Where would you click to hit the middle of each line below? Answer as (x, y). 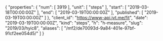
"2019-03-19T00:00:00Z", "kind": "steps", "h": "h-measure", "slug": (74, 23)
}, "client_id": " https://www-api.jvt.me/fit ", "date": (98, 18)
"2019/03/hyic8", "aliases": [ (34, 28)
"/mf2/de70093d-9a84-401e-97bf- (100, 28)
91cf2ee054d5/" (22, 33)
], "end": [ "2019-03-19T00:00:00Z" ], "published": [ (90, 12)
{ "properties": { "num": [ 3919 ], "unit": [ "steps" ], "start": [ (66, 7)
